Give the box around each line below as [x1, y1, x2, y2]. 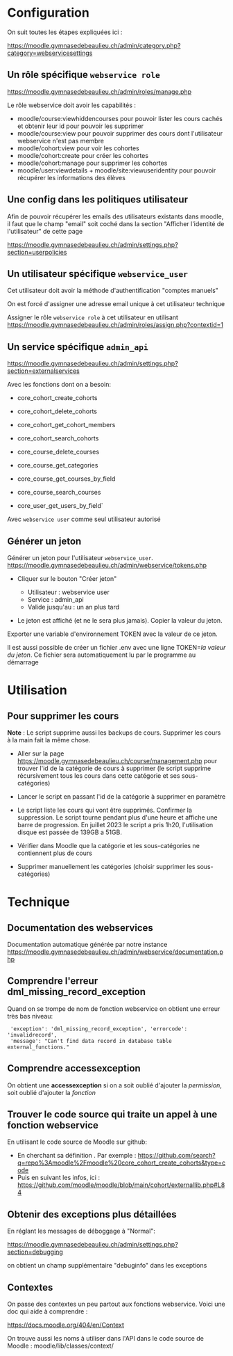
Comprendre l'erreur [7, 975, 98, 987]
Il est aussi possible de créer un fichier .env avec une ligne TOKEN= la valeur [7, 644, 226, 651]
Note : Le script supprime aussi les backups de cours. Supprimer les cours [7, 728, 221, 737]
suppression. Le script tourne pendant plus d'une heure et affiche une [17, 813, 218, 822]
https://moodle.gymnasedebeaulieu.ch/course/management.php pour [17, 757, 217, 765]
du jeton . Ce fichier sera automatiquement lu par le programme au [7, 651, 196, 659]
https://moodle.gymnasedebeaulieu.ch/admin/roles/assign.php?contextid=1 [7, 321, 224, 329]
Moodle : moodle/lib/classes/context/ [7, 1341, 114, 1350]
